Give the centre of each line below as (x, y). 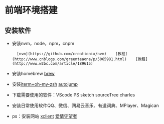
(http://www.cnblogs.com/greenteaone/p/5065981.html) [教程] (80, 59)
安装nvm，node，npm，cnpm (43, 43)
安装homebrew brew (33, 74)
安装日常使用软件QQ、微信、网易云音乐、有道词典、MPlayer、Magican (85, 105)
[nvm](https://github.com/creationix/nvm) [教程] (72, 54)
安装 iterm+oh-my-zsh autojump (45, 84)
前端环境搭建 (31, 10)
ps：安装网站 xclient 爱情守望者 (44, 116)
